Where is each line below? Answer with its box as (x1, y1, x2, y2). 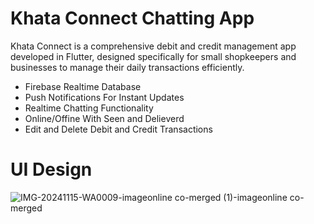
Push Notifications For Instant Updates (24, 91, 185, 103)
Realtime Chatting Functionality (24, 102, 154, 114)
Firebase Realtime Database (24, 80, 142, 92)
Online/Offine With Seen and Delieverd (24, 112, 185, 124)
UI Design (10, 158, 93, 181)
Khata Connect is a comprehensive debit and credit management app (10, 40, 297, 52)
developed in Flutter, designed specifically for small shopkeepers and (10, 50, 297, 62)
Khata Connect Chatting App (10, 7, 255, 30)
